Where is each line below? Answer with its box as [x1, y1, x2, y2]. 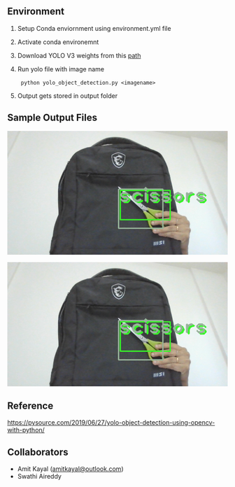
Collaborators [7, 446, 69, 458]
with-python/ [7, 426, 45, 435]
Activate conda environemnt [17, 38, 99, 46]
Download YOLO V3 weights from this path [17, 51, 141, 59]
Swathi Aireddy [17, 472, 62, 481]
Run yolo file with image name [17, 64, 105, 73]
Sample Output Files [7, 112, 98, 124]
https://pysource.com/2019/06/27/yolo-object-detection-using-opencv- [7, 418, 215, 427]
